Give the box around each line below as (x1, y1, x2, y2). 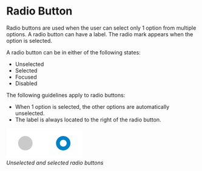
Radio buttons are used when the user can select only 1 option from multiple (6, 24, 197, 31)
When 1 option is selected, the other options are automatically (15, 103, 170, 110)
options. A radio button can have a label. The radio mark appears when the (6, 30, 194, 37)
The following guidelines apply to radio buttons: (6, 91, 126, 98)
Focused (15, 73, 38, 80)
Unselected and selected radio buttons (6, 159, 104, 166)
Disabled (15, 80, 38, 87)
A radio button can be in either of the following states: (6, 48, 141, 56)
